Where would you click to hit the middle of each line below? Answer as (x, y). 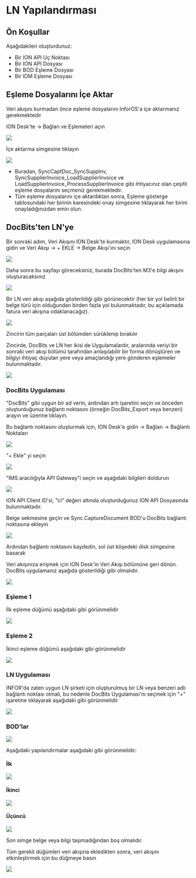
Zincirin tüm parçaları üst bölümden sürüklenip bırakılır (72, 333)
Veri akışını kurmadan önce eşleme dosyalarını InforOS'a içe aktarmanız (93, 109)
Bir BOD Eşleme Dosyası (44, 70)
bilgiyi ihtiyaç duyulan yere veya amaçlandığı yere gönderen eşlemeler (91, 358)
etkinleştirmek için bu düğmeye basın (51, 858)
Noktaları (17, 433)
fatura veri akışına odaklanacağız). (48, 311)
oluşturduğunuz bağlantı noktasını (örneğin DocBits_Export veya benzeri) (94, 409)
